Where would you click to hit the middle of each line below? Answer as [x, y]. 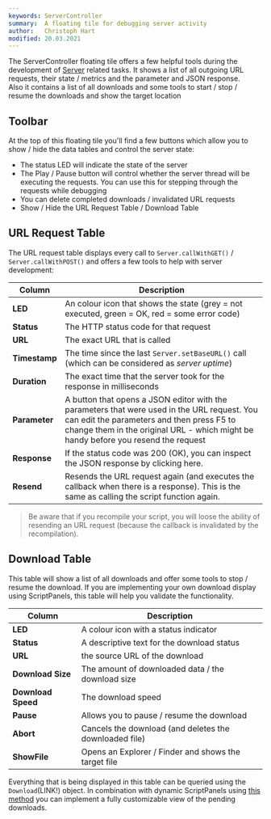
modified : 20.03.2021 [45, 38]
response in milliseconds [112, 386]
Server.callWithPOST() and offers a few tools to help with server [116, 261]
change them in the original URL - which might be [159, 429]
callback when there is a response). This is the [153, 486]
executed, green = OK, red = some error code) [152, 314]
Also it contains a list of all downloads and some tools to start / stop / [123, 87]
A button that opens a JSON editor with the [146, 399]
